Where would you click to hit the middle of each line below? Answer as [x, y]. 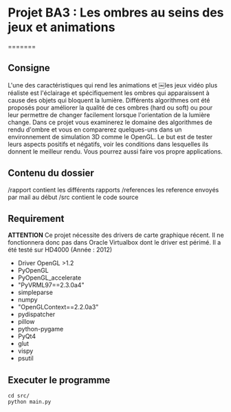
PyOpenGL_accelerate [49, 278]
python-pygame [41, 329]
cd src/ [19, 396]
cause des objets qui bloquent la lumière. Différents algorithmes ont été [109, 100]
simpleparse [35, 292]
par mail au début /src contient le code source [73, 197]
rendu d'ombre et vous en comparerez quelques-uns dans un [95, 130]
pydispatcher [36, 314]
